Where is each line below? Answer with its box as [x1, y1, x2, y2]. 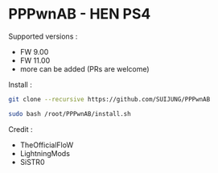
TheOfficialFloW [19, 140, 74, 150]
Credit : [8, 124, 33, 134]
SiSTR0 [19, 157, 45, 167]
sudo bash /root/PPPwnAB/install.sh [8, 109, 131, 117]
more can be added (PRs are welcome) [19, 64, 150, 73]
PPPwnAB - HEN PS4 [8, 5, 151, 23]
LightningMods [19, 148, 71, 158]
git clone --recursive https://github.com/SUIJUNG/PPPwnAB [8, 95, 211, 103]
